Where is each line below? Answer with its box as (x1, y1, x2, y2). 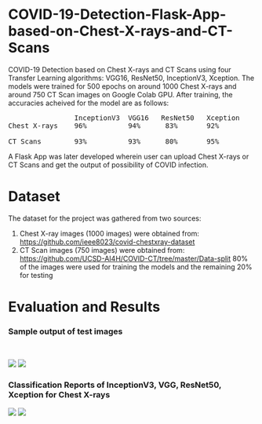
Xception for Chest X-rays (8, 389, 111, 400)
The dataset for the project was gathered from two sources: (8, 214, 202, 223)
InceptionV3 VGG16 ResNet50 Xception (74, 113, 241, 122)
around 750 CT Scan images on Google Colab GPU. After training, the (8, 90, 233, 99)
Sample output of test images (8, 326, 123, 337)
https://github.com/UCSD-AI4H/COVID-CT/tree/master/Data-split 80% (19, 254, 249, 263)
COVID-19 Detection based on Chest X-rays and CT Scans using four (8, 64, 231, 74)
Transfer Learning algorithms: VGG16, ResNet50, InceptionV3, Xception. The (8, 73, 255, 82)
